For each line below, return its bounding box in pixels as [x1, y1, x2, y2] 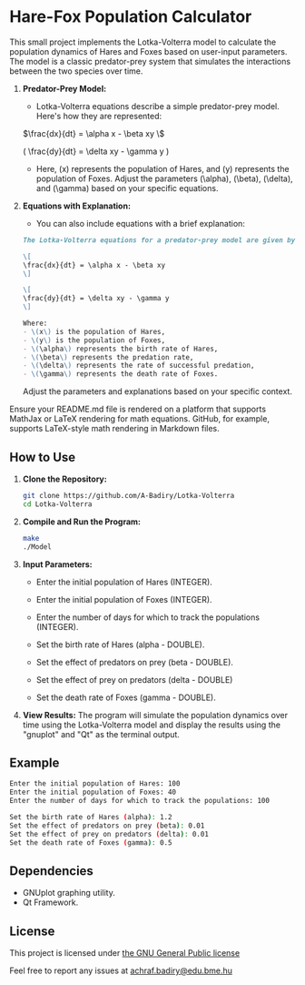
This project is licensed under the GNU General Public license [9, 948, 241, 959]
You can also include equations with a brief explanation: [35, 218, 245, 228]
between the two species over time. [9, 66, 143, 76]
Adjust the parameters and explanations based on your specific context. [22, 386, 293, 397]
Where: [22, 319, 48, 329]
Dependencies [9, 863, 93, 878]
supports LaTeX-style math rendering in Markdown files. [9, 423, 220, 434]
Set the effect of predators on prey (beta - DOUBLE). [35, 656, 234, 667]
